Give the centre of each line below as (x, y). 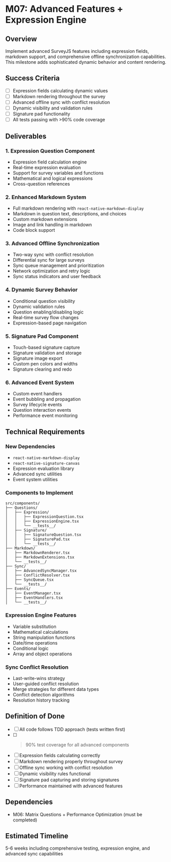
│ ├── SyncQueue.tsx (30, 580)
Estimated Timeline (37, 836)
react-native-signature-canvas (46, 464)
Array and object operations (42, 654)
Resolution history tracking (41, 700)
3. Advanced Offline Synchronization (52, 244)
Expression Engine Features (41, 615)
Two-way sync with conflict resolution (53, 254)
